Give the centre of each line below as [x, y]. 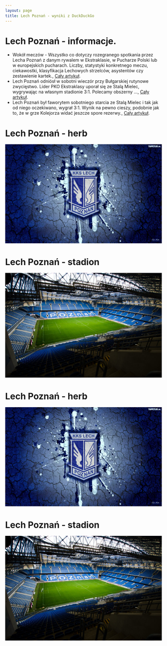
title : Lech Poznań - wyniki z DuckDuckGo [50, 16]
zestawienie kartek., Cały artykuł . [46, 76]
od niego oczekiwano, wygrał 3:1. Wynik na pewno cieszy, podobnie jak [86, 108]
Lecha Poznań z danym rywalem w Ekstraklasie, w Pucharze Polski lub [85, 60]
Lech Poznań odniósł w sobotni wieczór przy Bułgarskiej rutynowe [81, 81]
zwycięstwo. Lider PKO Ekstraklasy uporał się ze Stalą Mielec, [76, 87]
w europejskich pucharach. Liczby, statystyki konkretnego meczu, [80, 65]
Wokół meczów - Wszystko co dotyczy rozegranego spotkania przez [83, 55]
